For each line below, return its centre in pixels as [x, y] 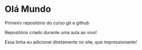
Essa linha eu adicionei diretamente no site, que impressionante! [71, 42]
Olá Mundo [28, 9]
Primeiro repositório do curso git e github [47, 23]
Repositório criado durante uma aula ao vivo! [51, 32]
